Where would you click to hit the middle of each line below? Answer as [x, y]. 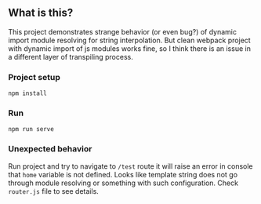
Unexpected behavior [50, 149]
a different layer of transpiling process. [71, 56]
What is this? [41, 13]
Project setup [34, 77]
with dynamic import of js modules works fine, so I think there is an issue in [129, 48]
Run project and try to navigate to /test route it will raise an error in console [130, 166]
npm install [27, 93]
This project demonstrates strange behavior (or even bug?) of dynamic [123, 31]
